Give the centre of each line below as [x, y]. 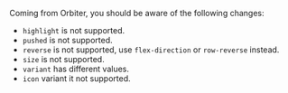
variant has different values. [75, 69]
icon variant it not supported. [76, 79]
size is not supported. [64, 59]
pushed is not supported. [67, 40]
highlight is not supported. [73, 30]
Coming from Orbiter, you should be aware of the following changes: [137, 13]
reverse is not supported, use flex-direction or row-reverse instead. [151, 50]
